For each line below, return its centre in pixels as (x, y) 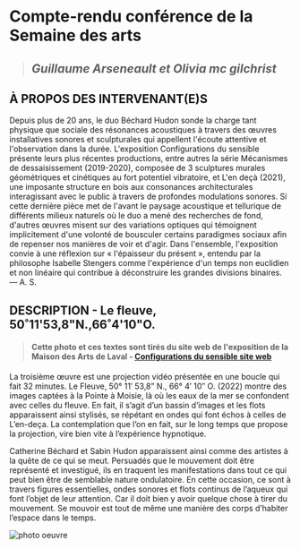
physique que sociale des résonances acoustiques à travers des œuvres (143, 130)
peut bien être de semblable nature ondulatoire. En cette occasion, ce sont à (150, 479)
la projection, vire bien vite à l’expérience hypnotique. (108, 433)
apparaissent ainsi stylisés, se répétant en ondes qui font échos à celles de (148, 415)
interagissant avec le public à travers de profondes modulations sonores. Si (148, 197)
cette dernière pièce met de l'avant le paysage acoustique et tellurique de (146, 206)
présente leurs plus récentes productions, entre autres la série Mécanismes (149, 159)
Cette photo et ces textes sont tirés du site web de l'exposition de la (160, 347)
